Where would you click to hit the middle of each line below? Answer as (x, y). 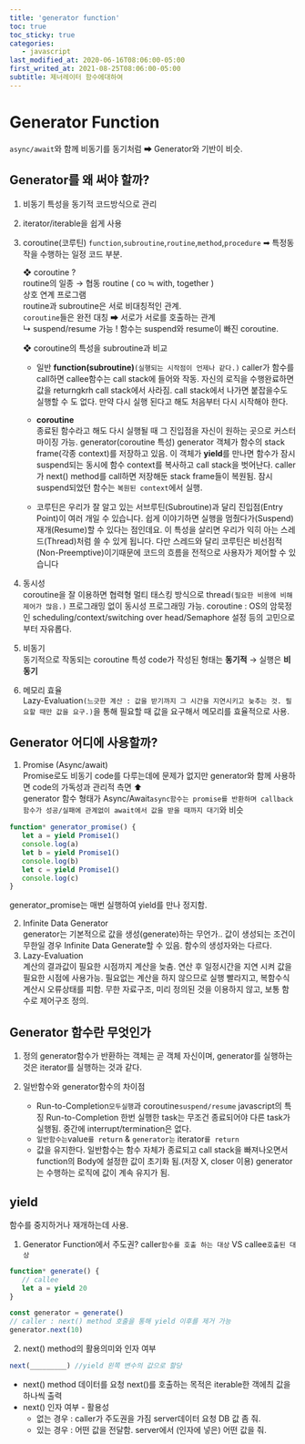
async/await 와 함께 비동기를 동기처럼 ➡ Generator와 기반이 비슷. (126, 148)
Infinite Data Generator (66, 923)
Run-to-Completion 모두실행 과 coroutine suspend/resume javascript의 (159, 1106)
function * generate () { (55, 1271)
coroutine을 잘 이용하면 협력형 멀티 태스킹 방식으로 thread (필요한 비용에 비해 (158, 594)
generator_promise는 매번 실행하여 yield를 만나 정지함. (108, 905)
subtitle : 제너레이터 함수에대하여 (66, 77)
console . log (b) (50, 861)
